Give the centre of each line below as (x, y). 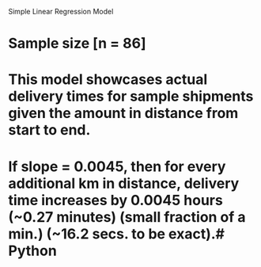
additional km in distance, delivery (124, 183)
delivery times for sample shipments (131, 96)
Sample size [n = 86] (77, 44)
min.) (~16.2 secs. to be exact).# (117, 234)
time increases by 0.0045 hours (115, 200)
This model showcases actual (108, 80)
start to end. (49, 130)
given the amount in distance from (123, 113)
